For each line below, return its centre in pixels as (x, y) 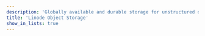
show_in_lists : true (33, 23)
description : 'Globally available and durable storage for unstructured (101, 12)
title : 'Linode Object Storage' (47, 18)
